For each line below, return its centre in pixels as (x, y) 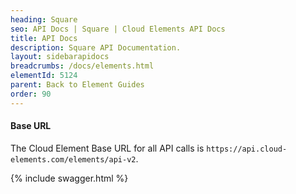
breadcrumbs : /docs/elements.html (82, 66)
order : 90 (31, 94)
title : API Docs (44, 38)
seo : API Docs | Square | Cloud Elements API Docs (118, 29)
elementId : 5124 (44, 76)
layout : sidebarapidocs (60, 57)
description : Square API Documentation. (96, 47)
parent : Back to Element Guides (77, 85)
